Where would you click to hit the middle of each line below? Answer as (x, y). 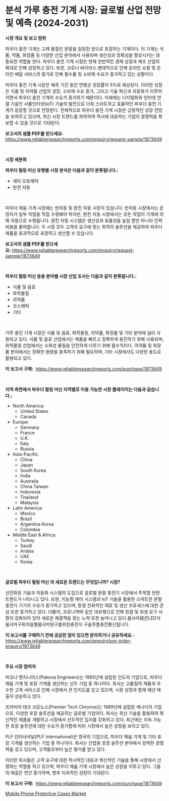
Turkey (27, 540)
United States (34, 411)
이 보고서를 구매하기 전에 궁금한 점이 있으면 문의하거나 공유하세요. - (70, 635)
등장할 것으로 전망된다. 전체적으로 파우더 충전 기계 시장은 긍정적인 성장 (84, 110)
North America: (28, 406)
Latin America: (27, 508)
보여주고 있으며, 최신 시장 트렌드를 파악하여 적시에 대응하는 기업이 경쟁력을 (84, 116)
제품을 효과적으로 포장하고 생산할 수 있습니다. (50, 233)
